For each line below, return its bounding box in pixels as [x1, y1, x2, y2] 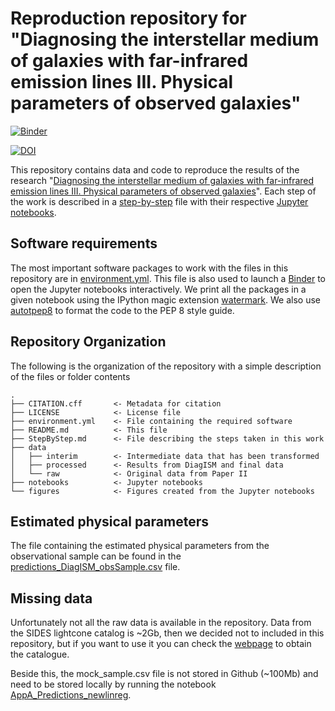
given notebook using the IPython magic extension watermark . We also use [10, 293, 321, 306]
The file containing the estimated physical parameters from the [10, 540, 270, 552]
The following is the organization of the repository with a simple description [10, 360, 322, 372]
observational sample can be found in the [10, 550, 182, 562]
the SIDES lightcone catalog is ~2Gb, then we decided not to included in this [10, 627, 325, 639]
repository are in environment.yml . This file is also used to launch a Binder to [10, 272, 327, 284]
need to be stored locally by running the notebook [10, 678, 217, 691]
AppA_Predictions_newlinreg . [10, 689, 132, 701]
